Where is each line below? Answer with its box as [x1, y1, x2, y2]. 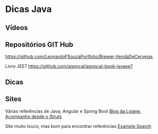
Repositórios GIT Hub [5, 40, 74, 48]
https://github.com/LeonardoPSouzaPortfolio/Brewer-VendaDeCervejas [5, 53, 153, 59]
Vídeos [5, 23, 28, 32]
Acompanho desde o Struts [5, 113, 62, 119]
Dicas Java [5, 3, 52, 15]
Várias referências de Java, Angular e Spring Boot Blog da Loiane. [5, 108, 141, 114]
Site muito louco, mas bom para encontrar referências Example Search [5, 123, 151, 129]
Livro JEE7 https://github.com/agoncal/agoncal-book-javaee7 [5, 63, 133, 69]
